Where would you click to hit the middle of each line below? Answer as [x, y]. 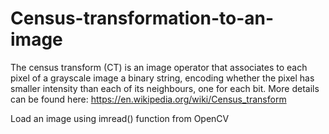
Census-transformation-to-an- [142, 18]
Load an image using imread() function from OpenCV [120, 118]
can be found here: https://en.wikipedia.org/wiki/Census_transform [148, 99]
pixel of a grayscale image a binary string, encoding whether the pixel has [162, 78]
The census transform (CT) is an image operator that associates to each [159, 67]
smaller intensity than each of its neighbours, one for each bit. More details [165, 88]
